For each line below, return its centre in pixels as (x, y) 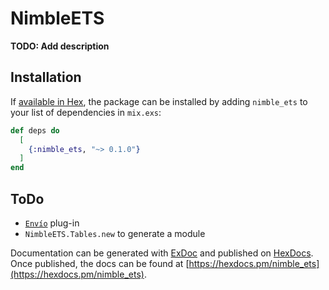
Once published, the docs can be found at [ (100, 263)
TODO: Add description (60, 46)
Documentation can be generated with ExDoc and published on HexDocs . (162, 253)
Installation (46, 77)
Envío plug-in (52, 223)
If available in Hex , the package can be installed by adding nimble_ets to (159, 101)
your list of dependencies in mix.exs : (86, 112)
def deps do (35, 130)
